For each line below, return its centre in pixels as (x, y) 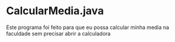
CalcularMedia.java (55, 11)
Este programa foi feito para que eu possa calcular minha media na (88, 27)
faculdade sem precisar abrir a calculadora (59, 33)
